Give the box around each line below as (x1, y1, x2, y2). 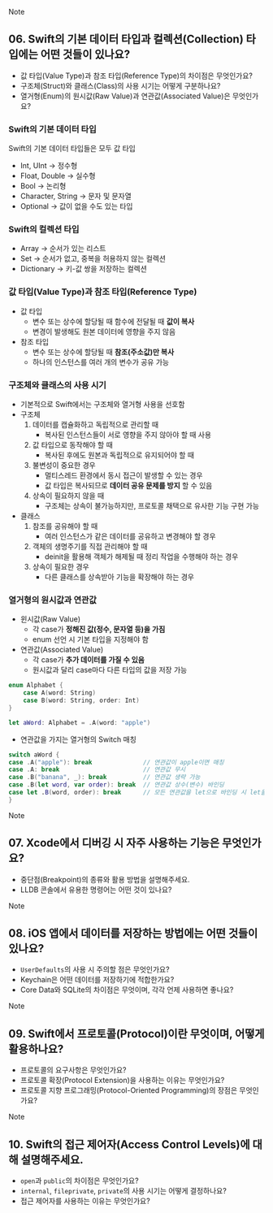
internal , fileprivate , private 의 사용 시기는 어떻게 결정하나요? (19, 1186, 227, 1196)
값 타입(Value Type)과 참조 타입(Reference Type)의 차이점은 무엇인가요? (19, 71, 253, 80)
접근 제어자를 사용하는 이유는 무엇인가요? (19, 1196, 150, 1206)
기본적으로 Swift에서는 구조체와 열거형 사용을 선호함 (19, 400, 185, 409)
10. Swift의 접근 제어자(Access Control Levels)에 (8, 1137, 250, 1151)
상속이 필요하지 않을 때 (32, 491, 105, 500)
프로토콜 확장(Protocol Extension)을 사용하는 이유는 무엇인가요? (19, 1076, 225, 1085)
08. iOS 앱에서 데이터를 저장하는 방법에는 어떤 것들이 (8, 926, 258, 940)
